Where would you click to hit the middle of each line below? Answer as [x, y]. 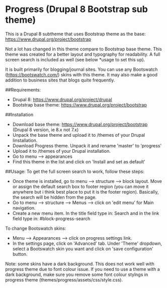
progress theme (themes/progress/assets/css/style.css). [64, 279]
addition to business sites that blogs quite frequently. [60, 80]
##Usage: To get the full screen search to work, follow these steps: [75, 171]
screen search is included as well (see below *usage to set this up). [75, 59]
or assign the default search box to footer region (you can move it [80, 186]
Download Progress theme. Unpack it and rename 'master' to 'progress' [87, 146]
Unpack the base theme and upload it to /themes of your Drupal [78, 135]
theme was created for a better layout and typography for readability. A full [83, 54]
